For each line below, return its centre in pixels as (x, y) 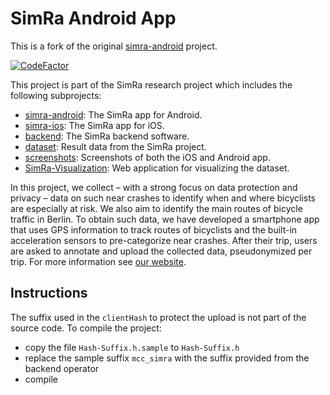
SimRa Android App (93, 18)
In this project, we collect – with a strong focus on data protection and (154, 187)
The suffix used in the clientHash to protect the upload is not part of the (158, 317)
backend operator (62, 368)
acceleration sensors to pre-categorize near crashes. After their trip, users (164, 240)
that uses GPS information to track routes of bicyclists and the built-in (154, 229)
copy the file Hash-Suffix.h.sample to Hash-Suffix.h (132, 347)
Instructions (49, 293)
